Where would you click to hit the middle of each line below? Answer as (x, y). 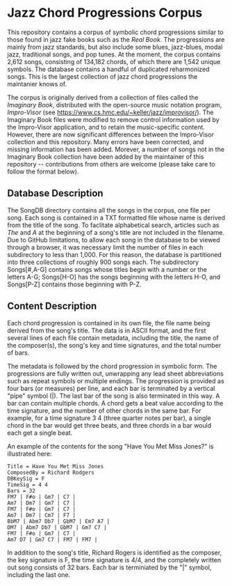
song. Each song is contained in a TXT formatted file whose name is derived (116, 217)
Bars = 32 (22, 491)
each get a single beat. (40, 433)
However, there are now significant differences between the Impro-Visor (110, 134)
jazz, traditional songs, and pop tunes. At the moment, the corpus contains (114, 54)
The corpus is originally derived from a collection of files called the (103, 97)
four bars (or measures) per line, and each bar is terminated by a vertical (111, 388)
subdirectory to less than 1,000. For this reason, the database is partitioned (115, 254)
